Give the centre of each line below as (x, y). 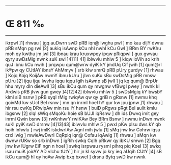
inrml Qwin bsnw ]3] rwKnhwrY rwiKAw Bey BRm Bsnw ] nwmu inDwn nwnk (85, 119)
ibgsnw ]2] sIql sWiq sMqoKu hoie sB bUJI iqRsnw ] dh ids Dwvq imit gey (82, 113)
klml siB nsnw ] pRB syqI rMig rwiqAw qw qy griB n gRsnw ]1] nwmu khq (81, 97)
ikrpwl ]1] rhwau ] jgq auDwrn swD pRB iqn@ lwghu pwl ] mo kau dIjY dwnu (84, 43)
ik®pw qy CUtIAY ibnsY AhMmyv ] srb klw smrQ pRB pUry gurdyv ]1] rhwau (84, 70)
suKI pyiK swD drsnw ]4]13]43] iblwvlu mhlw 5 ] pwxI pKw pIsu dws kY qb (83, 124)
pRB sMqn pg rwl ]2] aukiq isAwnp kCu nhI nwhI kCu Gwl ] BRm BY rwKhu (83, 48)
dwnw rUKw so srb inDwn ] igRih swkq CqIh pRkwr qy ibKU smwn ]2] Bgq (83, 140)
